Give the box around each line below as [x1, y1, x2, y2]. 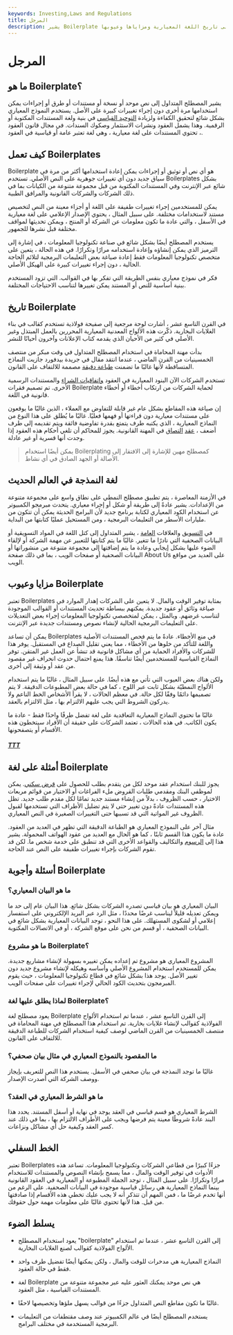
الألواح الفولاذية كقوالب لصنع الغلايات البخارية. [17, 1243, 134, 1252]
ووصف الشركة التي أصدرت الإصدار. [8, 1074, 100, 1082]
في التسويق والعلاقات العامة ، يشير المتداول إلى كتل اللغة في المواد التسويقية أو [8, 528, 213, 536]
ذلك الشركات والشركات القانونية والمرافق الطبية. [8, 189, 135, 198]
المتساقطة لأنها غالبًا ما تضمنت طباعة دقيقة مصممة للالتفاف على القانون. [8, 362, 194, 371]
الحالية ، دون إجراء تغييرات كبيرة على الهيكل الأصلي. [8, 260, 141, 269]
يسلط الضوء [8, 1218, 55, 1230]
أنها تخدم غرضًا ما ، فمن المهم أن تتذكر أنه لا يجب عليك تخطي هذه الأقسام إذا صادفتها [8, 1190, 225, 1198]
